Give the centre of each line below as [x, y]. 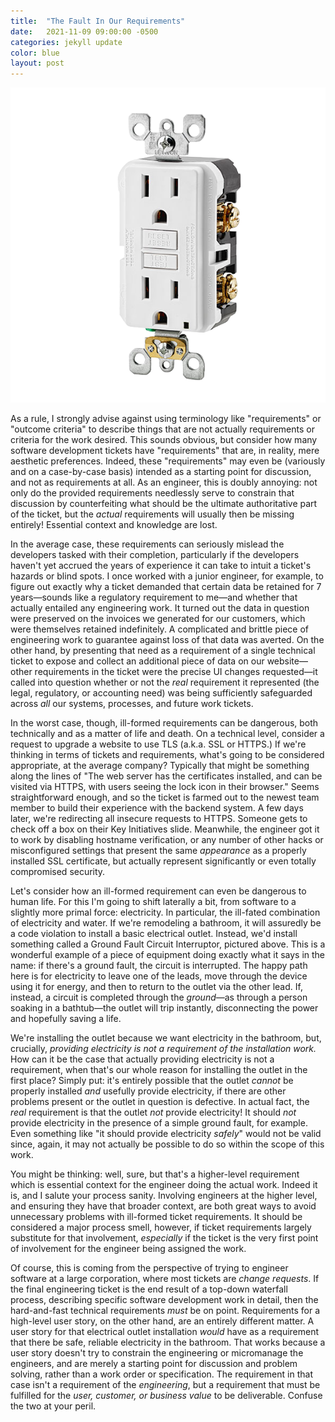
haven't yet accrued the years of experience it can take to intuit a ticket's [161, 566]
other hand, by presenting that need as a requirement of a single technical [163, 651]
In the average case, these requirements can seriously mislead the [147, 544]
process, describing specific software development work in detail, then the [164, 1300]
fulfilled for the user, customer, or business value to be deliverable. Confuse [166, 1396]
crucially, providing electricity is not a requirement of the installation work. [163, 1049]
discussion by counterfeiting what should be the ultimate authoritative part [164, 504]
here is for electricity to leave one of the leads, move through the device [159, 976]
